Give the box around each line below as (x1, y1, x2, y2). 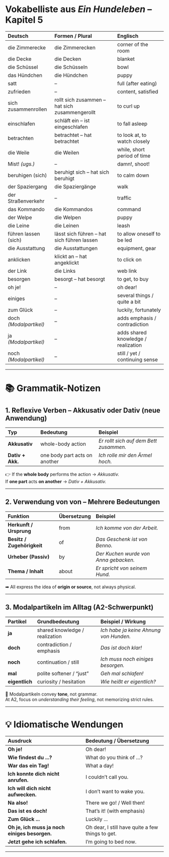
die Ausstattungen (54, 245, 98, 252)
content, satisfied (117, 88, 158, 95)
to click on (117, 256, 142, 263)
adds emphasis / (117, 315, 157, 322)
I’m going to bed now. (85, 838, 137, 845)
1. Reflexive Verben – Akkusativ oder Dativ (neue (5, 406, 161, 415)
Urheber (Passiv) (8, 553, 50, 560)
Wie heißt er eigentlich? (100, 678, 156, 685)
